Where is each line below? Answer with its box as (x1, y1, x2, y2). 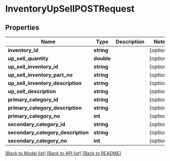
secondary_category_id (8, 121, 66, 128)
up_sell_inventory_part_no (8, 71, 73, 78)
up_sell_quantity (8, 55, 49, 62)
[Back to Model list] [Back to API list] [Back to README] (5, 150, 121, 156)
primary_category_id (8, 96, 59, 103)
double (93, 55, 111, 62)
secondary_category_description (8, 129, 89, 136)
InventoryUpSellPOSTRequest (5, 3, 135, 15)
